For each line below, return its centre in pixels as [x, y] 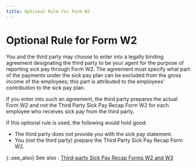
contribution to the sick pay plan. [46, 88]
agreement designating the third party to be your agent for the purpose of [95, 62]
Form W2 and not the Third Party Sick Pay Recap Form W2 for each [87, 105]
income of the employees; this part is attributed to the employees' [85, 81]
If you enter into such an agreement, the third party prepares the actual [92, 99]
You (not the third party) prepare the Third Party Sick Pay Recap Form [99, 140]
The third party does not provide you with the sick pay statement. [93, 134]
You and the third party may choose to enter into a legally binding [85, 57]
